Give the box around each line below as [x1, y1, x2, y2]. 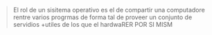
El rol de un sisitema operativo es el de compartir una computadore [12, 6, 205, 14]
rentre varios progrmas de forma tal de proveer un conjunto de [12, 13, 193, 21]
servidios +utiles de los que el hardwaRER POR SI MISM [12, 21, 173, 28]
